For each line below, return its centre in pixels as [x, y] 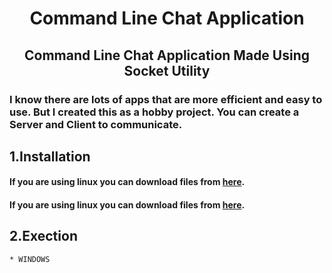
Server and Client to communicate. [96, 124]
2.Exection [43, 236]
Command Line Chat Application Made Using [167, 55]
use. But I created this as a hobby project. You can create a [154, 112]
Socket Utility [167, 70]
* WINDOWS [30, 259]
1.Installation [50, 156]
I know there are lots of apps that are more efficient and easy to [166, 99]
